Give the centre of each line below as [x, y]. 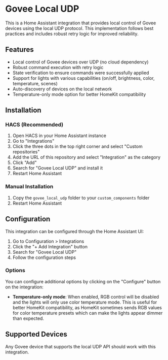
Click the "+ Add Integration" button [50, 246]
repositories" [26, 152]
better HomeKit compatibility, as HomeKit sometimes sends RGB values [87, 307]
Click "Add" [25, 162]
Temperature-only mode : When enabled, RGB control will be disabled [86, 297]
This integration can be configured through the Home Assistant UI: [75, 231]
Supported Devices [36, 334]
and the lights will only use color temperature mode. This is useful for [85, 302]
